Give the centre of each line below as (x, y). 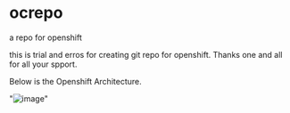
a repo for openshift (46, 37)
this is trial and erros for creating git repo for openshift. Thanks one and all (146, 54)
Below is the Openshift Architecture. (75, 81)
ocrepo (36, 13)
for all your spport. (43, 64)
